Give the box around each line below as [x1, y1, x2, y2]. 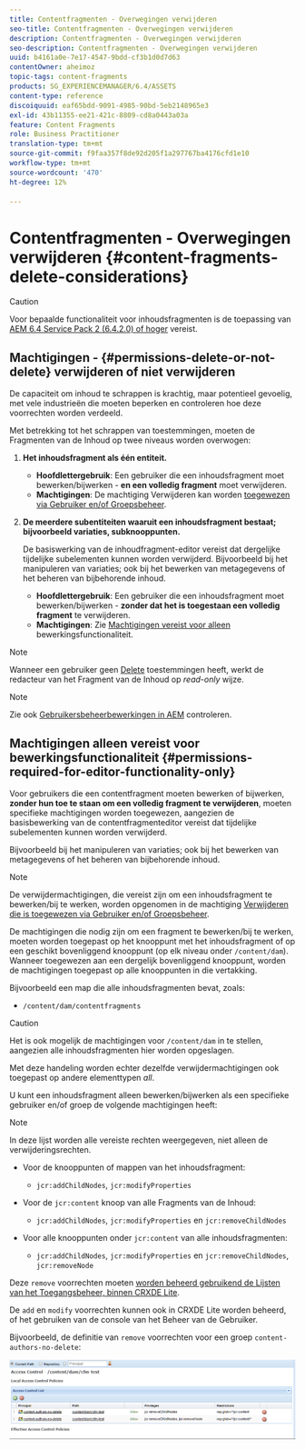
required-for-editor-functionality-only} [9, 764, 236, 779]
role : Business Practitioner [9, 130, 120, 139]
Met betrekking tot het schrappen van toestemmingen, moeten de [9, 425, 256, 436]
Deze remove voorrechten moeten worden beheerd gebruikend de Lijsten [9, 1277, 281, 1288]
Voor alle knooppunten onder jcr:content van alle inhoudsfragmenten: [22, 1232, 288, 1243]
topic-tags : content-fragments [9, 73, 128, 82]
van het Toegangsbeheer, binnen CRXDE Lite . [9, 1286, 180, 1297]
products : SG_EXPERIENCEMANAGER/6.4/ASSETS [9, 82, 177, 91]
